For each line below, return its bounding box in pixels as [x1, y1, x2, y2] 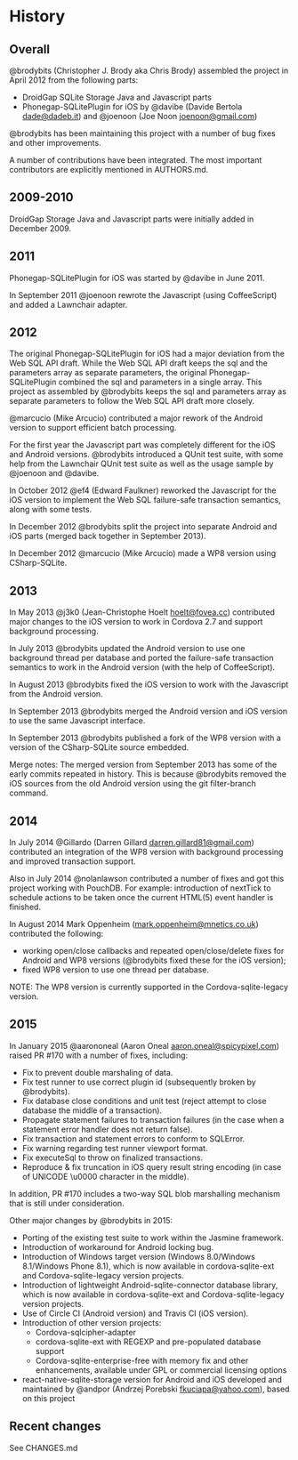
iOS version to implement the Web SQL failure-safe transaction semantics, [9, 495, 282, 505]
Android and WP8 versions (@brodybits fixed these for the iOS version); [21, 955, 286, 966]
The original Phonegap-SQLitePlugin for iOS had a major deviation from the [9, 349, 285, 359]
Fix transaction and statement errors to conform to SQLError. [21, 1133, 246, 1144]
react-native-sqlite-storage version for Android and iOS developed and [21, 1374, 283, 1384]
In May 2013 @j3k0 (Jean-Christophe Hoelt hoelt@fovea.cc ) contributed [9, 607, 276, 617]
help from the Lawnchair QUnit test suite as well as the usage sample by [9, 458, 274, 469]
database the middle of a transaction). [21, 1105, 163, 1116]
